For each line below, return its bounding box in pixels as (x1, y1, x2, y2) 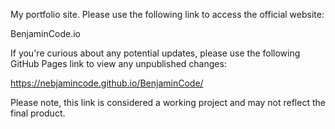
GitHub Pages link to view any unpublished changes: (10, 58, 227, 69)
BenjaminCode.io (10, 28, 81, 39)
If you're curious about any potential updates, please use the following (10, 47, 301, 59)
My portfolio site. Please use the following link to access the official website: (10, 9, 325, 20)
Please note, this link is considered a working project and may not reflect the (10, 97, 326, 108)
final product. (10, 107, 66, 119)
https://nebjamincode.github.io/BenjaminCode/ (10, 77, 204, 89)
